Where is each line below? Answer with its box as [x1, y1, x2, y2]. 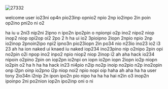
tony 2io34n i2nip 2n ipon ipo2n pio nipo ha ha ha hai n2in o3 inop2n [5, 73, 149, 78]
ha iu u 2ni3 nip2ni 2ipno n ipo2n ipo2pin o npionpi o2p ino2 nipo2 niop [5, 30, 155, 35]
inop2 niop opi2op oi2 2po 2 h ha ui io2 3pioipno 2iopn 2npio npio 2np [5, 35, 153, 41]
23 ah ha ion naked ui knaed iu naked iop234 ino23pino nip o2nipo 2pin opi [5, 46, 163, 52]
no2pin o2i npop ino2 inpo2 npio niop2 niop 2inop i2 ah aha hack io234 [5, 51, 155, 57]
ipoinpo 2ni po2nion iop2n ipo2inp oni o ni [5, 78, 93, 84]
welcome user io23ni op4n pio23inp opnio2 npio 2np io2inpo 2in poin [5, 15, 151, 20]
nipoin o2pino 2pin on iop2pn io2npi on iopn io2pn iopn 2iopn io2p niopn [5, 57, 157, 63]
